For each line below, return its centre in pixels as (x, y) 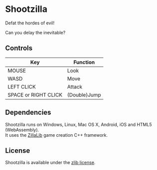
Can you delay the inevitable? (35, 32)
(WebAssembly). (22, 130)
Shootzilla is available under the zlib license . (50, 163)
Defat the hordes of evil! (30, 23)
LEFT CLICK (22, 86)
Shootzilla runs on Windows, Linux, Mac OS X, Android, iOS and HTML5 (78, 124)
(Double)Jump (84, 94)
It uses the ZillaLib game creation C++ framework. (56, 135)
